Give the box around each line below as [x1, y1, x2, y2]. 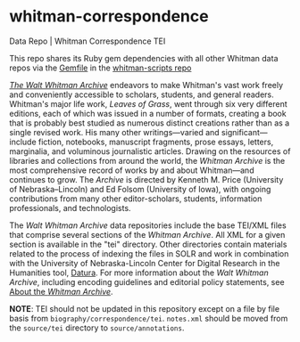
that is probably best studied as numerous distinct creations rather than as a [9, 118, 290, 128]
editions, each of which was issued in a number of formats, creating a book [9, 108, 287, 118]
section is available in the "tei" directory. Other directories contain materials [9, 239, 287, 249]
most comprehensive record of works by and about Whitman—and [9, 165, 254, 175]
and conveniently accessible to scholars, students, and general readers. [9, 89, 274, 100]
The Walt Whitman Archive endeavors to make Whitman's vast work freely [9, 79, 284, 90]
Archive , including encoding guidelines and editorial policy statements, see [9, 276, 285, 287]
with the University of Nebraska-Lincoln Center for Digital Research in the [9, 257, 280, 268]
